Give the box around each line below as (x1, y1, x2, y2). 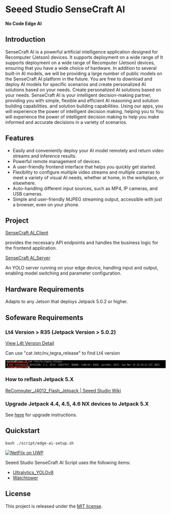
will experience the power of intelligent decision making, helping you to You (5, 108, 164, 114)
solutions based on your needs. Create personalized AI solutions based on (5, 87, 161, 93)
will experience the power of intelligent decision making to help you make (5, 114, 159, 120)
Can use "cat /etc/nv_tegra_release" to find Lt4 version (5, 350, 121, 356)
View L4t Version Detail (5, 340, 54, 346)
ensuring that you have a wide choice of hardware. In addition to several (5, 65, 157, 71)
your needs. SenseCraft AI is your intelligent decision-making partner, (5, 92, 152, 98)
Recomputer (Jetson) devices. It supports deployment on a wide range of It (5, 54, 163, 60)
